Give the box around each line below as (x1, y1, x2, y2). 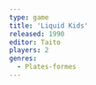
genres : (9, 54, 38, 63)
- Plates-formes (17, 63, 77, 72)
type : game (9, 12, 49, 22)
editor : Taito (9, 37, 62, 47)
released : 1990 (9, 29, 65, 38)
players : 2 (9, 46, 49, 55)
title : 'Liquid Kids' (9, 21, 89, 30)
